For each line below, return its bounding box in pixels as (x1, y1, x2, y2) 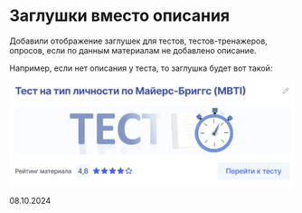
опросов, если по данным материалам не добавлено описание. (9, 44, 257, 55)
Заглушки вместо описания (9, 5, 231, 26)
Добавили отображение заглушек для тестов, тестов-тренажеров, (9, 35, 269, 46)
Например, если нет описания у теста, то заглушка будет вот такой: (9, 63, 273, 73)
